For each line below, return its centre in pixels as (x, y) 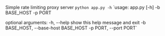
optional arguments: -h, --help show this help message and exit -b (76, 23)
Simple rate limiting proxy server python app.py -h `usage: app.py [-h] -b (83, 7)
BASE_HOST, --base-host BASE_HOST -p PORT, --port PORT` (71, 28)
